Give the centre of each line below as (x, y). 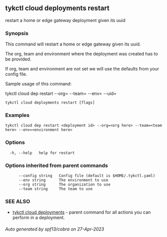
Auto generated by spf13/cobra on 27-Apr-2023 (55, 229)
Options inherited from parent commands (57, 165)
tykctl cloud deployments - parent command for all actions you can (81, 212)
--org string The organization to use (64, 184)
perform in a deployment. (38, 217)
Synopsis (17, 33)
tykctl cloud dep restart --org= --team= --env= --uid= (61, 93)
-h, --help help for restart (42, 153)
